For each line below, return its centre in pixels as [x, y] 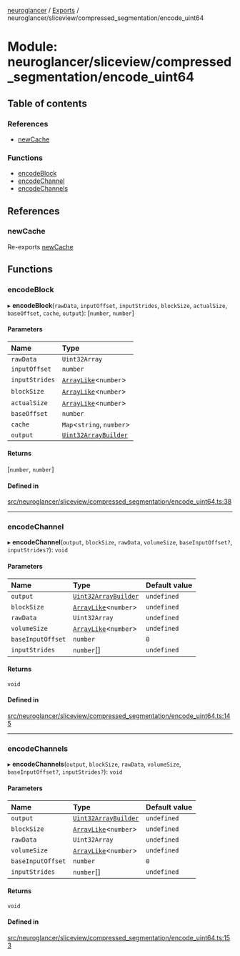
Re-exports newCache [40, 247]
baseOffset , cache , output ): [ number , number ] [71, 313]
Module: [32, 47]
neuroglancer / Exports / [43, 10]
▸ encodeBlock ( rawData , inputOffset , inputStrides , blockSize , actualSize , [117, 305]
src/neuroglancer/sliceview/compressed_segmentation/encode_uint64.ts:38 [120, 502]
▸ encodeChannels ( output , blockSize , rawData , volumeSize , [94, 765]
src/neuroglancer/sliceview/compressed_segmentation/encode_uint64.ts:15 [119, 937]
